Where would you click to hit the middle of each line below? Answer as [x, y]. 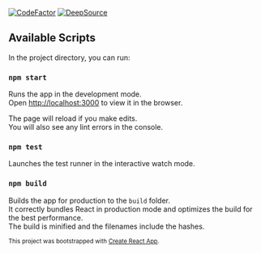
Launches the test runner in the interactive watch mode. [102, 164]
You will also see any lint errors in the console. [86, 127]
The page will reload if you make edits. [73, 118]
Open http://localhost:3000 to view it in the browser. [96, 103]
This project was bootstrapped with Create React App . [84, 241]
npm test [26, 147]
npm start [28, 77]
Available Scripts [52, 38]
